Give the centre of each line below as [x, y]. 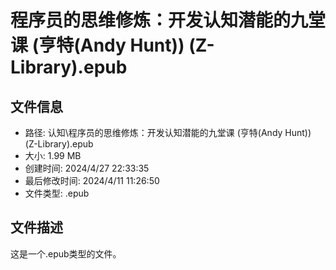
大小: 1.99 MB [53, 155]
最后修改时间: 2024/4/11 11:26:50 [92, 180]
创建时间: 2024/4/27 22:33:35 [87, 168]
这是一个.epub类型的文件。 [66, 253]
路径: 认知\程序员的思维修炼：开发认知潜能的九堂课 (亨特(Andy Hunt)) [168, 132]
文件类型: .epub [57, 193]
